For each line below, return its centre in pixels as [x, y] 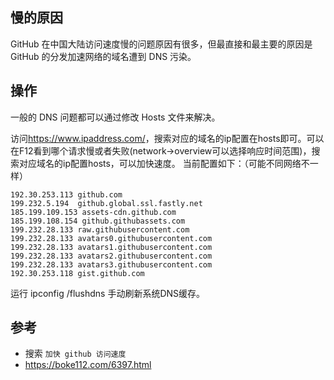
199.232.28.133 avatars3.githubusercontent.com [111, 264]
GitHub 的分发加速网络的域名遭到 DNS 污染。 [103, 56]
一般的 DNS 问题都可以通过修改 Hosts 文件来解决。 [115, 117]
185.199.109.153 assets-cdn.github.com [93, 212]
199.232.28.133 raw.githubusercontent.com [100, 229]
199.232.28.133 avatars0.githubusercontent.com [111, 238]
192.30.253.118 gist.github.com [77, 273]
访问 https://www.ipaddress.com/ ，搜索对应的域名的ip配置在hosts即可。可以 [167, 138]
